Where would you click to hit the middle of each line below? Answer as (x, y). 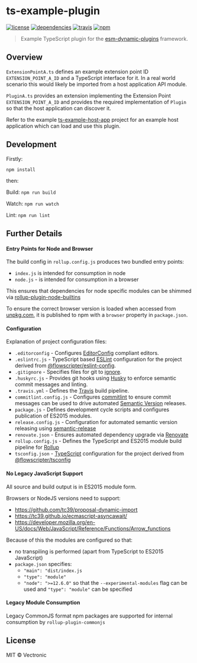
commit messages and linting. (51, 384)
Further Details (34, 233)
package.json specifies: (43, 564)
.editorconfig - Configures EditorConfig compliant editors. (87, 353)
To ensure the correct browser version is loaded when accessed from (91, 309)
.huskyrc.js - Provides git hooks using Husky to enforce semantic (95, 378)
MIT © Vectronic (26, 655)
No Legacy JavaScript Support (45, 473)
